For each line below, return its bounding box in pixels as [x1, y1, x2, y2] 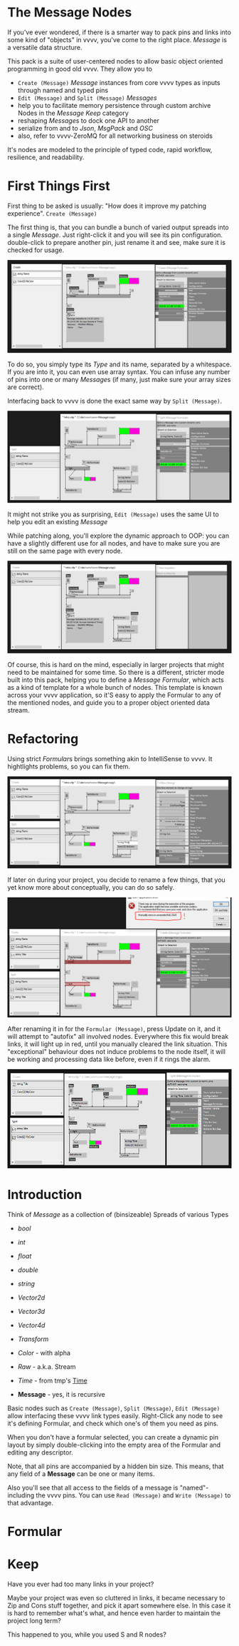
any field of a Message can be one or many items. [7, 1470, 155, 1478]
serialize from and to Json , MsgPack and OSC [17, 124, 153, 132]
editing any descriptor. [7, 1448, 73, 1457]
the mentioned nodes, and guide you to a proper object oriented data [7, 698, 210, 707]
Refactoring [7, 731, 79, 747]
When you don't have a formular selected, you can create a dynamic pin [7, 1433, 219, 1441]
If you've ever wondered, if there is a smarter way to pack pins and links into [7, 28, 231, 36]
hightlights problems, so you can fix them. [7, 762, 130, 771]
